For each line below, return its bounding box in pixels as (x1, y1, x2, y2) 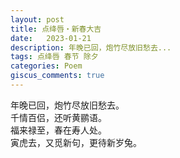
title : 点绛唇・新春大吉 (10, 24, 102, 34)
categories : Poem (10, 61, 83, 71)
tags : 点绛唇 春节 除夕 (10, 52, 99, 62)
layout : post (10, 14, 65, 25)
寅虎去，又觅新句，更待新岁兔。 (10, 136, 142, 148)
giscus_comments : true (10, 71, 105, 81)
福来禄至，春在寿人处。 (10, 124, 107, 136)
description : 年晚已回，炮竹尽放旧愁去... (10, 42, 172, 53)
